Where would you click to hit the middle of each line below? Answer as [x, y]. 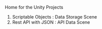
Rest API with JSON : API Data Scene [51, 22]
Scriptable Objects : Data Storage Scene [55, 17]
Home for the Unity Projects [34, 7]
